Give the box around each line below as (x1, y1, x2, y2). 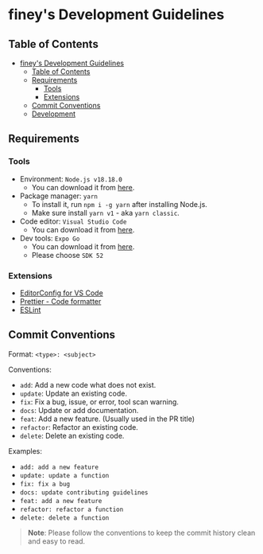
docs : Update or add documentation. (19, 405, 139, 415)
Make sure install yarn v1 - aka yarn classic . (31, 208, 180, 217)
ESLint (19, 305, 41, 314)
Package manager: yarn (19, 191, 98, 201)
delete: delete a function (19, 513, 110, 522)
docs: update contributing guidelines (19, 488, 149, 497)
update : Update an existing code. (19, 388, 127, 398)
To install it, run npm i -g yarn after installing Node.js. (31, 199, 208, 209)
